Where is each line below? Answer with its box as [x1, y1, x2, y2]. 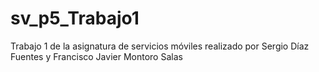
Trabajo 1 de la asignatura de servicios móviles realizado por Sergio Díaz [10, 40, 310, 52]
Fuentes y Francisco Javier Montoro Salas [10, 50, 183, 62]
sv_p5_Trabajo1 [10, 7, 140, 30]
